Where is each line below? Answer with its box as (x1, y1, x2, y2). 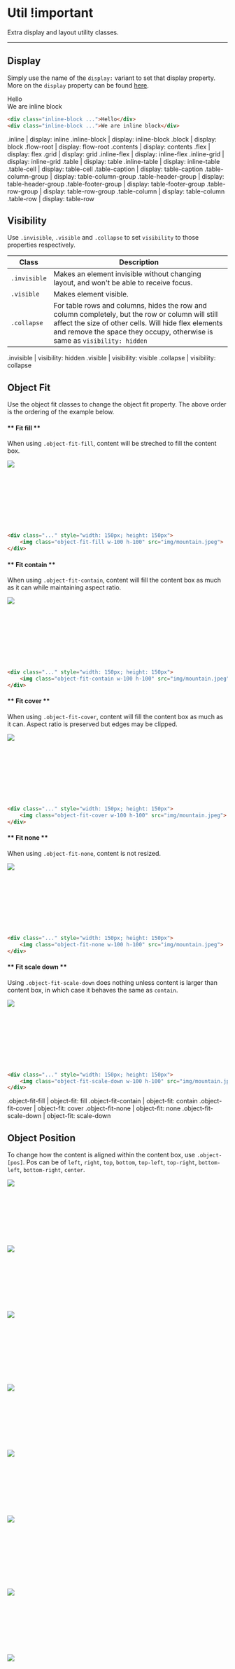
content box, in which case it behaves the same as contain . (7, 986, 178, 994)
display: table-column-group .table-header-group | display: (53, 172, 225, 180)
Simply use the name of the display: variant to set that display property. (7, 74, 215, 82)
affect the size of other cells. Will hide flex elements (53, 318, 223, 328)
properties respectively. (7, 240, 76, 250)
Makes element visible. (53, 289, 129, 299)
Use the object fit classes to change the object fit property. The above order (7, 400, 227, 409)
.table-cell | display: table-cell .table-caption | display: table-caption (7, 165, 204, 173)
